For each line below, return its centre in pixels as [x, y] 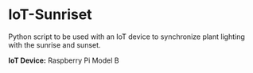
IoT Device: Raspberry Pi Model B [64, 60]
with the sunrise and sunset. [54, 44]
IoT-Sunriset [51, 15]
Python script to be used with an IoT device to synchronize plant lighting [127, 36]
